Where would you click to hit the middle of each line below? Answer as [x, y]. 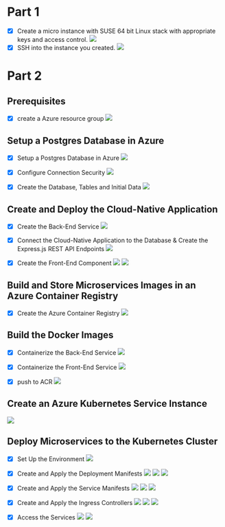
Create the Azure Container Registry [68, 313]
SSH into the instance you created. [66, 48]
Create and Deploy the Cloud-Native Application [113, 209]
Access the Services [46, 517]
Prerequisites [36, 101]
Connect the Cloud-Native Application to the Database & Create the [113, 240]
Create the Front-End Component [64, 263]
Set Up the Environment [51, 459]
